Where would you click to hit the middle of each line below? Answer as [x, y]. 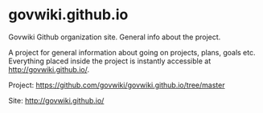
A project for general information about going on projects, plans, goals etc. [132, 52]
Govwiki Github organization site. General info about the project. [115, 37]
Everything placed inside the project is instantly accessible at [110, 61]
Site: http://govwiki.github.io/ [56, 100]
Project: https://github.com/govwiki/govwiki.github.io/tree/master [117, 85]
